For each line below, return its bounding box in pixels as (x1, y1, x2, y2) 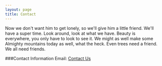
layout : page (5, 7, 32, 12)
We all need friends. (5, 46, 46, 52)
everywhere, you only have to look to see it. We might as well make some (5, 35, 154, 42)
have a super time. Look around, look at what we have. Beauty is (5, 30, 136, 36)
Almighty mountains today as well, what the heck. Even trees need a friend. (5, 41, 158, 46)
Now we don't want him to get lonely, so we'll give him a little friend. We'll (5, 25, 154, 31)
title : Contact (5, 12, 36, 17)
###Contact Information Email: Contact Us (5, 55, 91, 61)
